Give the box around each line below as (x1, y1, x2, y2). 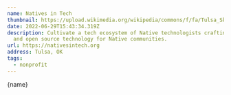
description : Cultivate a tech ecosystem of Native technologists (7, 29, 201, 36)
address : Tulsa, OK (7, 49, 63, 56)
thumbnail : (7, 17, 38, 23)
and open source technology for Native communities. (13, 36, 168, 43)
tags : (7, 55, 23, 62)
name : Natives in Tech (7, 10, 72, 17)
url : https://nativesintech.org (7, 42, 100, 49)
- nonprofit (13, 61, 48, 68)
